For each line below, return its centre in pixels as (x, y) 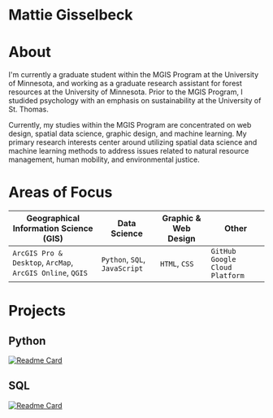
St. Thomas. (28, 109)
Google (223, 259)
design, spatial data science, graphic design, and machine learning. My (128, 134)
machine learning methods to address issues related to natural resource (129, 151)
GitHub (223, 251)
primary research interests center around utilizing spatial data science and (133, 142)
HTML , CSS (177, 263)
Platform (228, 276)
